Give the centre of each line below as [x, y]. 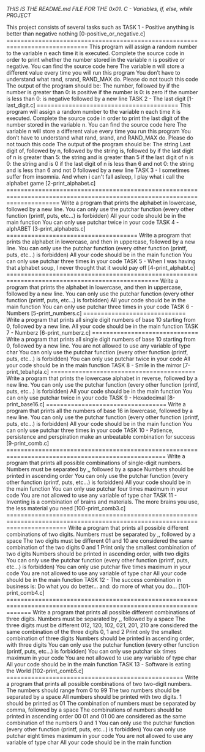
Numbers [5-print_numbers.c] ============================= [96, 313]
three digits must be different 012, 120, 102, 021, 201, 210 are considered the [102, 625]
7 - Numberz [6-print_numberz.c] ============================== [102, 333]
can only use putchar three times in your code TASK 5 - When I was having [101, 261]
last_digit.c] [21, 105]
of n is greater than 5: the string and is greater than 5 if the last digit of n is [100, 157]
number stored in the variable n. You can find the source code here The [96, 125]
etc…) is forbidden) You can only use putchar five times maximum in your [99, 567]
